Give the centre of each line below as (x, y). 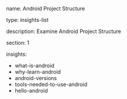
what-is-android (34, 65)
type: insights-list (27, 20)
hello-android (31, 90)
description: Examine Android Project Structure (64, 31)
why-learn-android (38, 72)
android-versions (36, 78)
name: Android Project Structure (45, 9)
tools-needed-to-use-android (51, 84)
